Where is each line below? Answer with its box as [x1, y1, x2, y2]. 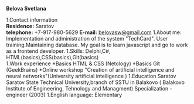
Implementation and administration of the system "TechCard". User [6, 35, 168, 42]
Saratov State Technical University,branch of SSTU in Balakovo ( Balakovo [6, 79, 185, 86]
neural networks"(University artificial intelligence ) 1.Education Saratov [6, 73, 176, 79]
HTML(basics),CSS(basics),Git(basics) [6, 54, 99, 61]
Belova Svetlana [6, 5, 47, 12]
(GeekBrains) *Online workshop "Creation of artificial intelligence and [6, 66, 175, 73]
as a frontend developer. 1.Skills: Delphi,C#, [6, 48, 111, 55]
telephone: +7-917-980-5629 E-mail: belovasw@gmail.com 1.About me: [6, 29, 182, 36]
